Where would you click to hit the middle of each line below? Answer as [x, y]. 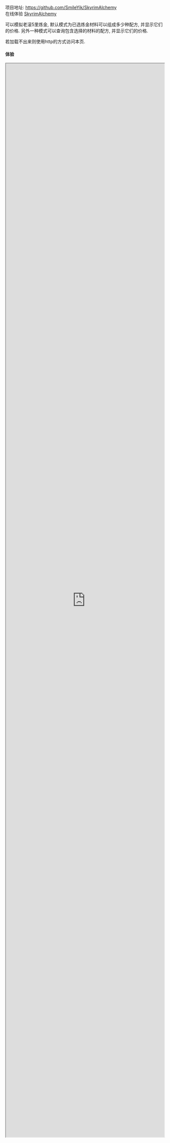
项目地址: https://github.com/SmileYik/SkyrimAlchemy [61, 7]
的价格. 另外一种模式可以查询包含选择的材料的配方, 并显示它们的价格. [77, 31]
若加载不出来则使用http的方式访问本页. [45, 41]
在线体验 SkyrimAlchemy [31, 14]
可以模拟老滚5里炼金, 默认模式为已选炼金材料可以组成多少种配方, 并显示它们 [84, 25]
